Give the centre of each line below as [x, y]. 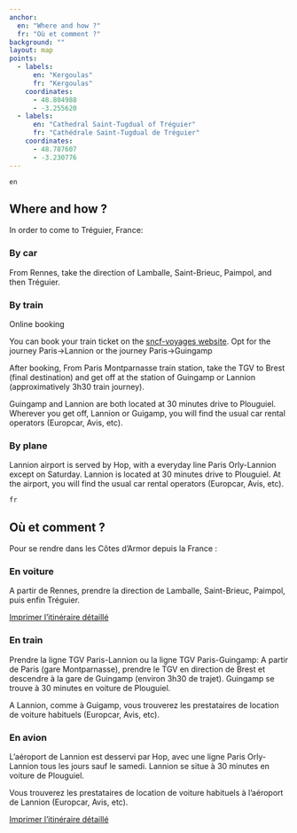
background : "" [37, 42]
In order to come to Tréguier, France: [76, 230]
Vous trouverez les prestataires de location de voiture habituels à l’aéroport [146, 792]
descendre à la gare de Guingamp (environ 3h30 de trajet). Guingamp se [142, 678]
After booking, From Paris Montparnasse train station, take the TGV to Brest [147, 368]
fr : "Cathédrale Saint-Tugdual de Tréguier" [116, 133]
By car [23, 253]
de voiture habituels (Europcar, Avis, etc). [84, 714]
